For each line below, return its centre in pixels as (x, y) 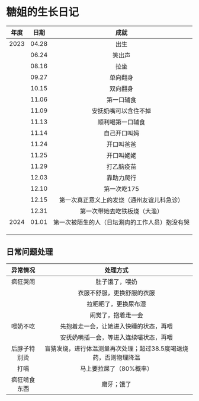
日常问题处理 (30, 252)
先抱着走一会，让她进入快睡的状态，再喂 (116, 326)
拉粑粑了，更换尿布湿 (116, 304)
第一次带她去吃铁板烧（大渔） (121, 211)
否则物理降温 (122, 357)
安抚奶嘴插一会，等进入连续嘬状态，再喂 (116, 337)
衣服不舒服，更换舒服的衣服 (116, 293)
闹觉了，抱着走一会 (116, 315)
